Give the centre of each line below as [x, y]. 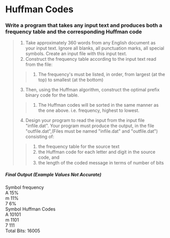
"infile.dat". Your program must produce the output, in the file [90, 126]
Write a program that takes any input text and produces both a [84, 26]
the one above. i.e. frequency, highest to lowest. [89, 110]
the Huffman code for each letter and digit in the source [97, 152]
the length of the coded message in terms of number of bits [101, 163]
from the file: [39, 64]
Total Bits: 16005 [23, 231]
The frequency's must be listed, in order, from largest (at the [102, 75]
